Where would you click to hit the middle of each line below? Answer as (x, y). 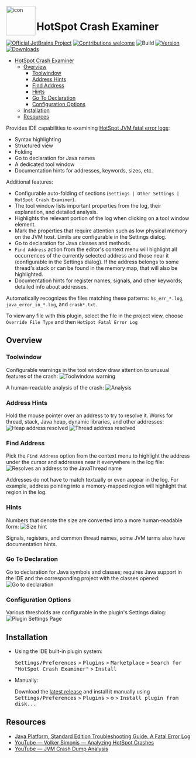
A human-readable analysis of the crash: (55, 387)
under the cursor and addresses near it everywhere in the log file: (85, 462)
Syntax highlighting (38, 139)
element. (25, 224)
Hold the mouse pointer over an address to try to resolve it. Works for (90, 415)
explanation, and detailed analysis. (56, 212)
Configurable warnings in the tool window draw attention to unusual (88, 370)
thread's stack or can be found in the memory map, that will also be (96, 268)
